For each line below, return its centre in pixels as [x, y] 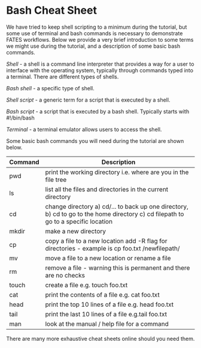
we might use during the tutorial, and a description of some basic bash [93, 46]
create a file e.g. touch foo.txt [86, 285]
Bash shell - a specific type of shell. [50, 88]
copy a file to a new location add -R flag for [106, 241]
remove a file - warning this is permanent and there [118, 268]
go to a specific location [79, 221]
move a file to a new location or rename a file [108, 258]
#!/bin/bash [20, 118]
